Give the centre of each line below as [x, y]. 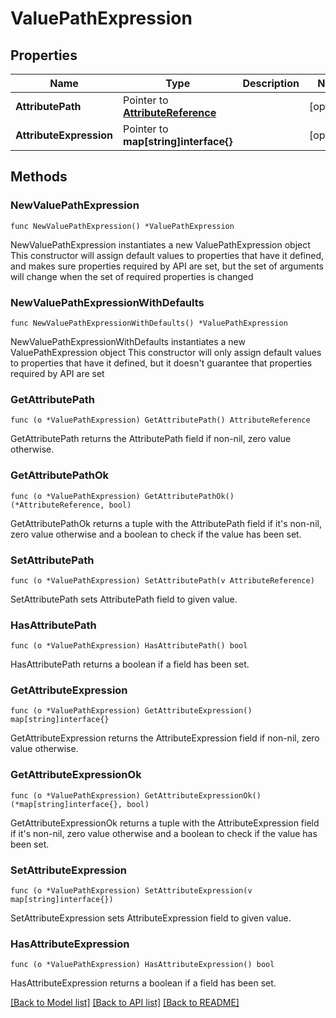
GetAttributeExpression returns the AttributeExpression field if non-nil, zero [165, 738]
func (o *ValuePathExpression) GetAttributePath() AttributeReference [160, 420]
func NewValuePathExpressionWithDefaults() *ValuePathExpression [149, 323]
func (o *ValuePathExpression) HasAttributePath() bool [129, 646]
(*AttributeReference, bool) [71, 505]
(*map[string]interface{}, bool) [80, 804]
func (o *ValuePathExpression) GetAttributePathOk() [122, 496]
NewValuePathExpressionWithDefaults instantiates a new [128, 341]
